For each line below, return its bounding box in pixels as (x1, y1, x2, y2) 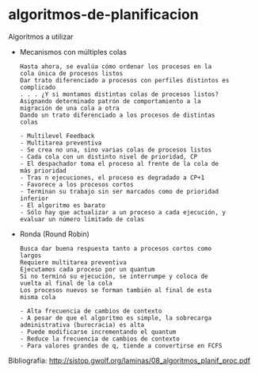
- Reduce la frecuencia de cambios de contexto (19, 335, 180, 343)
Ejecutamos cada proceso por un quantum (19, 265, 155, 273)
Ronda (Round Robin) (19, 229, 90, 239)
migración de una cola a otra (19, 104, 120, 112)
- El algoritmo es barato (19, 201, 105, 210)
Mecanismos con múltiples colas (19, 47, 127, 56)
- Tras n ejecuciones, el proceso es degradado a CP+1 (19, 173, 205, 182)
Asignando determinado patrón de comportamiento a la (19, 97, 201, 105)
